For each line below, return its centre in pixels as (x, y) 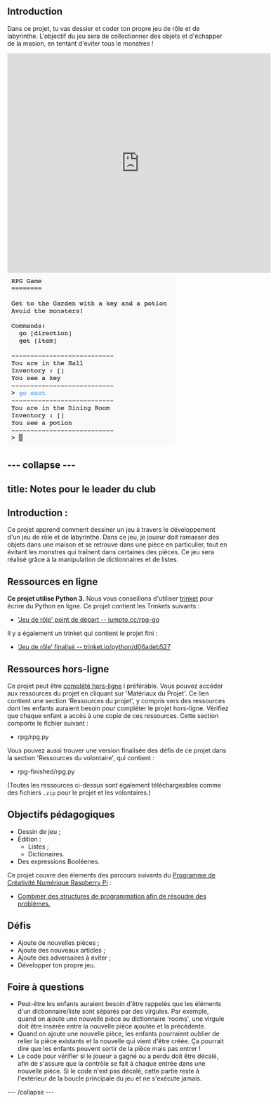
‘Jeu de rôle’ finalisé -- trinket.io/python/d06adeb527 (94, 647)
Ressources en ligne (53, 581)
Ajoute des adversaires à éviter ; (64, 958)
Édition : (29, 839)
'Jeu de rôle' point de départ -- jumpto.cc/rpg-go (88, 620)
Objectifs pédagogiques (61, 815)
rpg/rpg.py (33, 737)
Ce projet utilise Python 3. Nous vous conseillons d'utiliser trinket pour (110, 599)
